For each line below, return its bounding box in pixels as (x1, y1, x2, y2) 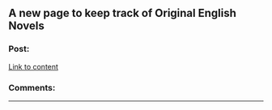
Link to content (8, 61, 59, 71)
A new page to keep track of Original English (8, 6, 237, 20)
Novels (8, 19, 45, 33)
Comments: (8, 82, 56, 93)
